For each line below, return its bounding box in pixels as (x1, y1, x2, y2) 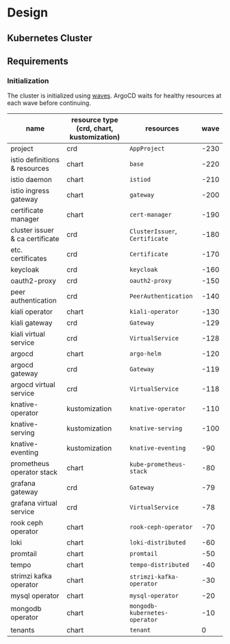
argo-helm (129, 350, 162, 358)
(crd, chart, (76, 124, 114, 133)
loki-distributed (129, 539, 186, 547)
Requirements (7, 55, 68, 67)
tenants (10, 625, 35, 635)
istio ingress (10, 186, 50, 196)
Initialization (7, 76, 49, 85)
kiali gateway (10, 318, 53, 327)
